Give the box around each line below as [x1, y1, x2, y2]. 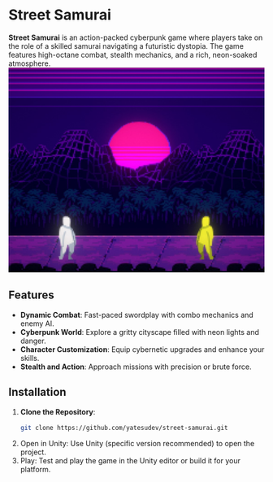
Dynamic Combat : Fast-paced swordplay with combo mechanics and [19, 310, 253, 319]
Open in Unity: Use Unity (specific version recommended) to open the [19, 438, 255, 448]
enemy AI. [19, 319, 54, 328]
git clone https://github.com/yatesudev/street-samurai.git [19, 423, 228, 432]
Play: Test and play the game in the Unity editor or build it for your [19, 455, 241, 465]
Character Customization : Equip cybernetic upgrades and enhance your [19, 344, 265, 354]
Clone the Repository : [19, 406, 96, 416]
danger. [19, 336, 46, 345]
